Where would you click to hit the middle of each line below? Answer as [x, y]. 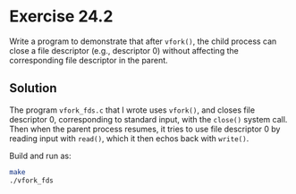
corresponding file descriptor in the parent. [89, 60]
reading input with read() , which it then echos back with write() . [129, 138]
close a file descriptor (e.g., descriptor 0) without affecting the [124, 50]
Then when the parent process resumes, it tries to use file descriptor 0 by [145, 129]
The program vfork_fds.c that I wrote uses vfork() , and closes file [132, 110]
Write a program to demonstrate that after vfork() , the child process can [143, 41]
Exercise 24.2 [61, 17]
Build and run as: [40, 156]
